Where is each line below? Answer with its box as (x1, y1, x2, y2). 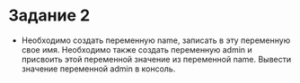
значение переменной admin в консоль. (21, 63, 176, 74)
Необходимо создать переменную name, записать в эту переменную (21, 35, 291, 46)
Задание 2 (8, 5, 91, 26)
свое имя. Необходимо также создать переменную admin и (21, 44, 252, 54)
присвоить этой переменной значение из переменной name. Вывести (21, 54, 292, 64)
